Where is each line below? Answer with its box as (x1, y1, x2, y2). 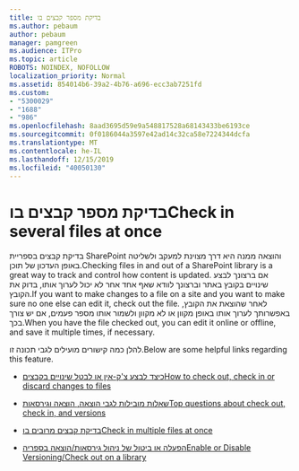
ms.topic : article (9, 55, 78, 64)
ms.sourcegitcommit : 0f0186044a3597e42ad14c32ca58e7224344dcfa (9, 130, 251, 139)
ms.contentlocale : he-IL (9, 146, 102, 155)
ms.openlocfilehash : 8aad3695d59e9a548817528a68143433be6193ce (9, 122, 251, 131)
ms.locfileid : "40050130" (9, 163, 106, 172)
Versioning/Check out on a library (21, 452, 147, 463)
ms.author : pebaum (9, 22, 78, 31)
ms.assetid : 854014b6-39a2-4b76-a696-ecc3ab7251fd (9, 80, 202, 89)
